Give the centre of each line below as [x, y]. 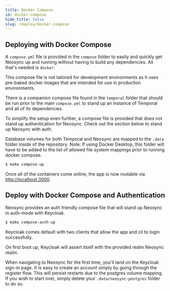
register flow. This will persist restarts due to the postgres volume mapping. [84, 273]
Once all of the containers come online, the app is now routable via [75, 174]
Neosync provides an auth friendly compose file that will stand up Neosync [84, 207]
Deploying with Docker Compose [58, 44]
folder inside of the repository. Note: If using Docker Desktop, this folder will [85, 144]
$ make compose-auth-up [30, 222]
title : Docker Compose [29, 10]
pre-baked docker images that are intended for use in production [73, 83]
